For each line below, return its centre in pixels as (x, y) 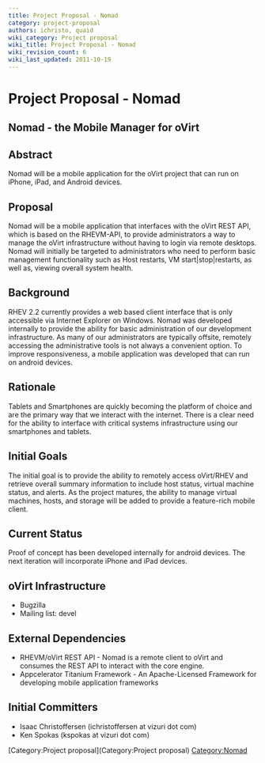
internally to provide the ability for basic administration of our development (130, 328)
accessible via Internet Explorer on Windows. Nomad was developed (120, 320)
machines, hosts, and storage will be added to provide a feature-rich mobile (132, 500)
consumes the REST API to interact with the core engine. (112, 666)
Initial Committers (53, 707)
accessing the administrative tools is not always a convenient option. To (125, 346)
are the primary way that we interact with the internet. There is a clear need (131, 414)
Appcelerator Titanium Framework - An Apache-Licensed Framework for (138, 674)
